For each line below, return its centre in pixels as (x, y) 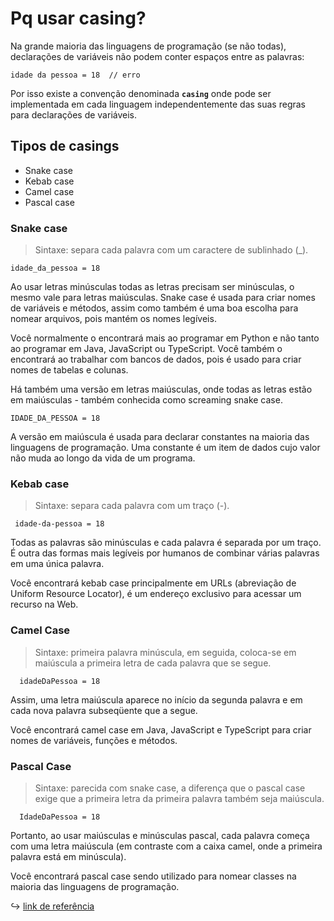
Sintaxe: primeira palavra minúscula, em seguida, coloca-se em (165, 652)
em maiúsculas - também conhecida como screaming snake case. (146, 400)
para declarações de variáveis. (73, 114)
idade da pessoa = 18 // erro (75, 75)
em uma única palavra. (57, 564)
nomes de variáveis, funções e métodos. (94, 740)
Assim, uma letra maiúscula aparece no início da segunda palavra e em (156, 699)
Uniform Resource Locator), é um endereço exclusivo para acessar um (156, 594)
